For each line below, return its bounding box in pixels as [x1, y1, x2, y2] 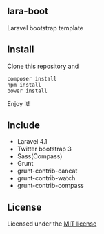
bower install [7, 87, 48, 94]
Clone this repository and [7, 62, 79, 70]
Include [7, 120, 40, 131]
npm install [7, 81, 41, 88]
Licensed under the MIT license [7, 220, 97, 228]
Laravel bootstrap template [7, 23, 84, 32]
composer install [7, 75, 57, 82]
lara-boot [7, 6, 48, 17]
